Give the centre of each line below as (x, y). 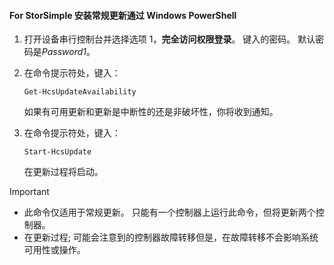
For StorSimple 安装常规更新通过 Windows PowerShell (123, 15)
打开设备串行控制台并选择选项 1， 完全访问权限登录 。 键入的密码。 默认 (169, 39)
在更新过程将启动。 (63, 172)
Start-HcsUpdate (57, 152)
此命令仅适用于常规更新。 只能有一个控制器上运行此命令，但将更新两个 (169, 212)
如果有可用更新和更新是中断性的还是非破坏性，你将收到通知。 (151, 112)
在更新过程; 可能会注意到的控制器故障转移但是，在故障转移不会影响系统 (171, 237)
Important (29, 192)
